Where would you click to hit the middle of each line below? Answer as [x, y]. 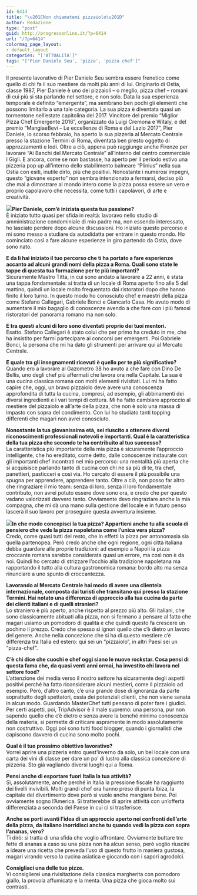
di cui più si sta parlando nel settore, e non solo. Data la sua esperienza [93, 96]
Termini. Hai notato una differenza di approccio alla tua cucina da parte [95, 598]
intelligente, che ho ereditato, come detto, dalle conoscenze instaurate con [97, 455]
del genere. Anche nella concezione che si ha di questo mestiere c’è [89, 635]
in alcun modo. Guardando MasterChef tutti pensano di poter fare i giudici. [96, 703]
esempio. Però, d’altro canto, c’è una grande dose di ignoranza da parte [93, 690]
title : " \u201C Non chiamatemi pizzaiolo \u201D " [66, 17]
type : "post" [22, 28]
